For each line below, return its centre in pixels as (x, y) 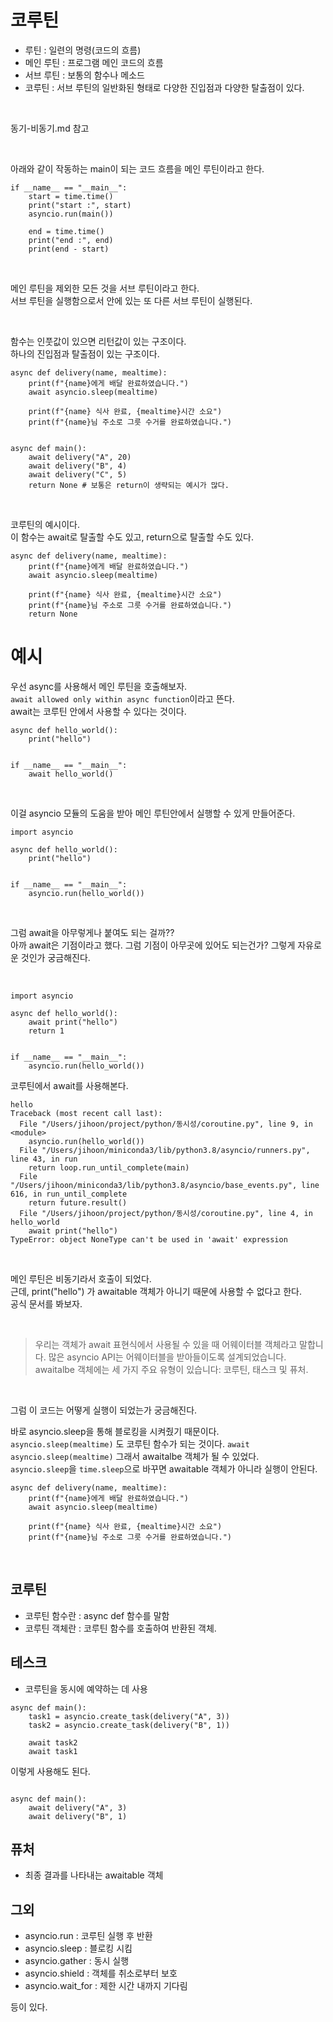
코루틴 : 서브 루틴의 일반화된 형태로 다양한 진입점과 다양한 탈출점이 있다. (164, 87)
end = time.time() (66, 231)
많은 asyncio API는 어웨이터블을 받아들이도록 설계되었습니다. (167, 1357)
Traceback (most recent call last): (86, 1113)
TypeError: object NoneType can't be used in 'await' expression (149, 1239)
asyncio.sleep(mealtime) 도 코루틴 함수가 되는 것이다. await (130, 1443)
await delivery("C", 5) (78, 474)
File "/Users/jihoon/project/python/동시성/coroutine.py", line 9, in (166, 1124)
